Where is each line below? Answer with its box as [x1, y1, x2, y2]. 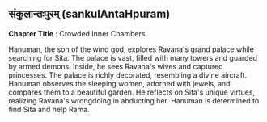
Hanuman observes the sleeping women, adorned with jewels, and [8, 78, 231, 88]
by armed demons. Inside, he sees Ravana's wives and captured [8, 61, 224, 71]
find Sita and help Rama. [8, 104, 91, 114]
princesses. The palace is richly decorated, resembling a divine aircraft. [8, 69, 248, 80]
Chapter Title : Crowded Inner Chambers [8, 28, 146, 38]
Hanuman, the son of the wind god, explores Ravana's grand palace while [8, 44, 255, 54]
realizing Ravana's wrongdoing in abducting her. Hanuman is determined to [8, 95, 260, 105]
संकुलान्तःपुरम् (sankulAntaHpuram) [8, 7, 171, 21]
